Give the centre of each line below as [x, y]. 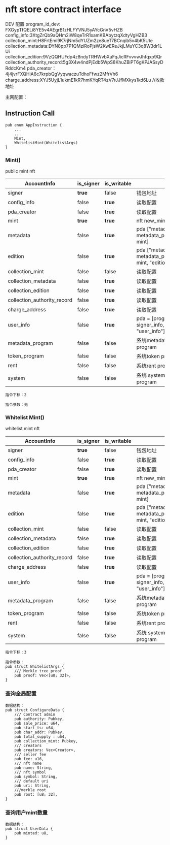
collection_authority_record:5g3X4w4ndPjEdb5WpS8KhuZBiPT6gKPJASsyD [84, 62]
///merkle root [30, 790]
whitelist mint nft [23, 429]
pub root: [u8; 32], [36, 794]
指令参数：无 [17, 405]
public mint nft [20, 171]
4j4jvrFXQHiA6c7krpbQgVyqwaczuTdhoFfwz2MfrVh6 [62, 74]
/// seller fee [30, 754]
